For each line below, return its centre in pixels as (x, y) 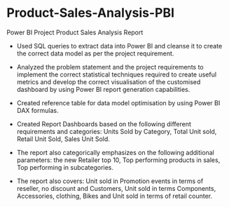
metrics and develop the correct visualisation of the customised (109, 81)
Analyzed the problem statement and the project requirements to (110, 67)
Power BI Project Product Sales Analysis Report (75, 32)
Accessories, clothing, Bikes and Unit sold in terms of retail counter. (114, 196)
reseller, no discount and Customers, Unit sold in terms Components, (116, 188)
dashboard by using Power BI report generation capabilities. (103, 89)
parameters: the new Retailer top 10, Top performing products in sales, (118, 160)
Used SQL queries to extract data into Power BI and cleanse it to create (119, 46)
